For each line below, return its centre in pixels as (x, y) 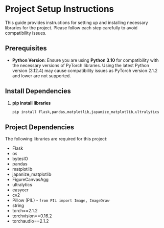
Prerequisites (26, 48)
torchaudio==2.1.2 (30, 221)
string (18, 205)
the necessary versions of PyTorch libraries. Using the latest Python (81, 65)
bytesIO (20, 159)
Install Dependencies (38, 91)
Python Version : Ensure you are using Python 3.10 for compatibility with (85, 60)
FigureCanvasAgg (30, 180)
